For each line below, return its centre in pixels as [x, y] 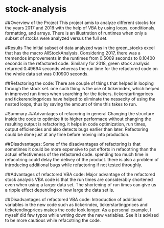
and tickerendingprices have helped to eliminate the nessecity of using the [80, 99]
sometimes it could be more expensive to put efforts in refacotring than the [81, 149]
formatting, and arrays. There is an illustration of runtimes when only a [76, 33]
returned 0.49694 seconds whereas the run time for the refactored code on [82, 68]
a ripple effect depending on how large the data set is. [60, 190]
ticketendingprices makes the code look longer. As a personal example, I [78, 210]
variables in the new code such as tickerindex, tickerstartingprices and [76, 204]
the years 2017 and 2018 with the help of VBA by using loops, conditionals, [80, 27]
